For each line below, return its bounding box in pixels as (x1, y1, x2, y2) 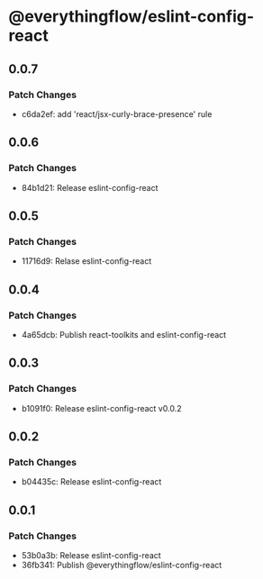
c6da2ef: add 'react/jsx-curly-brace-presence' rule (21, 108, 213, 119)
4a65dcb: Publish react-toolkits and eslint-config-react (21, 329, 227, 339)
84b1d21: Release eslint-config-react (21, 182, 159, 193)
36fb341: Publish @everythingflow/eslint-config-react (21, 560, 222, 570)
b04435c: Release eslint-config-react (21, 476, 162, 487)
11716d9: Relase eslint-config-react (21, 256, 152, 267)
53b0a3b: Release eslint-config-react (21, 550, 161, 560)
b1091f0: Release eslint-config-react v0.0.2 (21, 403, 182, 413)
